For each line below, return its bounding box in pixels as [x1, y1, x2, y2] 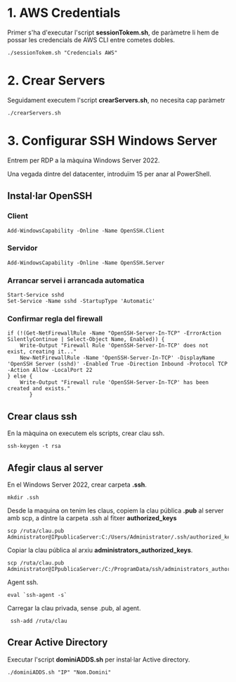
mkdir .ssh [7, 494, 39, 501]
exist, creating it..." [7, 348, 77, 356]
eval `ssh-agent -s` [7, 592, 68, 599]
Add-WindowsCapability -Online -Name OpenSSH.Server [7, 259, 165, 266]
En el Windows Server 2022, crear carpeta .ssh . [7, 480, 147, 489]
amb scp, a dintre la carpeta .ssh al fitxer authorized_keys [7, 514, 177, 522]
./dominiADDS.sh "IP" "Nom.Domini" [7, 669, 112, 676]
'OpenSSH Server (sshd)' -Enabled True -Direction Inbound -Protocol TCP [7, 361, 228, 368]
